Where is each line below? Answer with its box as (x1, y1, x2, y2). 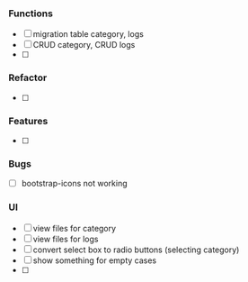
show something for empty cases (32, 255, 157, 266)
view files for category (32, 223, 117, 233)
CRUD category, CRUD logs (32, 40, 136, 50)
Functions (8, 7, 53, 20)
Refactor (8, 71, 48, 84)
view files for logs (32, 233, 99, 244)
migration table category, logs (32, 29, 145, 40)
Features (8, 114, 49, 127)
